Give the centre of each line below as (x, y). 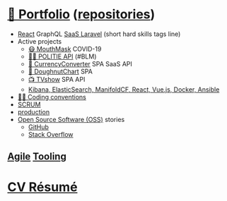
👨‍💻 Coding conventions (52, 97)
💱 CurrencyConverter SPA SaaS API (80, 63)
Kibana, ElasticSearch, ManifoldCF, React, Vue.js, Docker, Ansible (124, 89)
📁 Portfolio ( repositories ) (81, 14)
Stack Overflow (51, 134)
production (34, 111)
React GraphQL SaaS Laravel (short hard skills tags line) (99, 34)
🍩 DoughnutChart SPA (60, 71)
